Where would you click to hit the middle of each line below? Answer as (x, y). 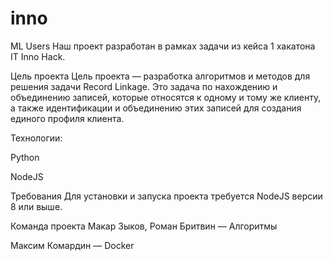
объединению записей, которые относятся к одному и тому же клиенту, (166, 97)
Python (25, 157)
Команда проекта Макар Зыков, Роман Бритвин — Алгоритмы (144, 226)
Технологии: (36, 138)
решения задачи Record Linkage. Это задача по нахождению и (144, 86)
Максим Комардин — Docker (72, 245)
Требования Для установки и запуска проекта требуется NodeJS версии (166, 196)
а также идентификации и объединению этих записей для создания (156, 108)
